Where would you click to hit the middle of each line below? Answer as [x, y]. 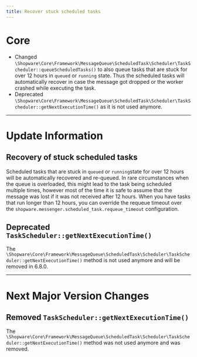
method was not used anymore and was [132, 343]
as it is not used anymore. [131, 107]
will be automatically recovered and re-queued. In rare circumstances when [98, 178]
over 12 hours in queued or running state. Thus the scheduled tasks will [99, 75]
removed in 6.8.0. [27, 267]
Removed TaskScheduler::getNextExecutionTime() [98, 317]
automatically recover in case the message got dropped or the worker [99, 81]
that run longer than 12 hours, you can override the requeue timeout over [94, 202]
